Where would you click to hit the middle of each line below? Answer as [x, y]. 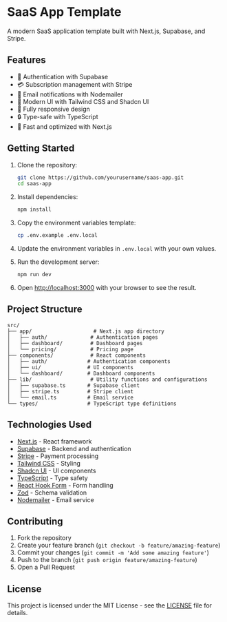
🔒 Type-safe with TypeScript [57, 116]
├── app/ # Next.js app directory [86, 331]
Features [26, 60]
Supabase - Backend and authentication [74, 448]
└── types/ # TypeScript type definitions [92, 404]
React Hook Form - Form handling [65, 485]
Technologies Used [49, 425]
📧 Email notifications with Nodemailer [70, 94]
